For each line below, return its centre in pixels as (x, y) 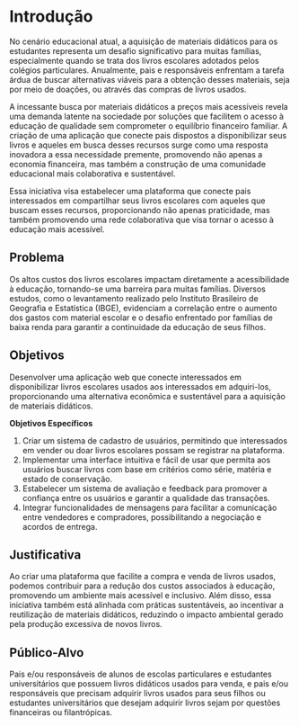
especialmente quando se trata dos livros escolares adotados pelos (134, 60)
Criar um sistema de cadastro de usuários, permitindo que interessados (155, 440)
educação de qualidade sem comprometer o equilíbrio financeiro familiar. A (149, 125)
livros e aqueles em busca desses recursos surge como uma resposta (139, 145)
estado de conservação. (67, 479)
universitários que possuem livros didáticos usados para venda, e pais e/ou (149, 684)
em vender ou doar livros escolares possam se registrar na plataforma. (154, 450)
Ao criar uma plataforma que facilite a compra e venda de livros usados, (143, 577)
